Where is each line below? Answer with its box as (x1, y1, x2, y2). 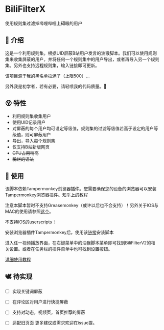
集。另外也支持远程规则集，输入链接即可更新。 (5, 62, 99, 68)
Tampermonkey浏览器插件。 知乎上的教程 (5, 192, 88, 198)
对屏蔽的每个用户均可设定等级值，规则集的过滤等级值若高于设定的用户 (12, 125, 154, 131)
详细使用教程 (5, 257, 31, 263)
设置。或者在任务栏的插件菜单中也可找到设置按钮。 (9, 246, 113, 252)
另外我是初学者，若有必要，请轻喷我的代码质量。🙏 (5, 83, 107, 89)
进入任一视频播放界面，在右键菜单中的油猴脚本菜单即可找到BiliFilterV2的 (5, 240, 151, 246)
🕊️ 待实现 (5, 272, 33, 281)
